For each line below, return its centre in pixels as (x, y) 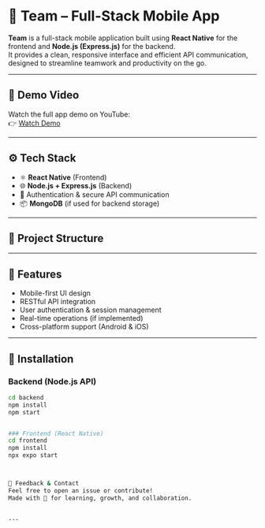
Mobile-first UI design (55, 293)
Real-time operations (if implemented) (81, 318)
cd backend (26, 397)
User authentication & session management (90, 310)
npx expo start (33, 455)
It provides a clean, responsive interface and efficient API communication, (128, 54)
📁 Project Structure (56, 238)
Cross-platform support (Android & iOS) (84, 327)
